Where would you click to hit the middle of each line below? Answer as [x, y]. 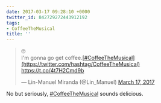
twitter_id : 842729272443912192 [47, 17]
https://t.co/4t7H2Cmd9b [52, 71]
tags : [13, 23]
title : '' [19, 34]
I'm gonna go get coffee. [52, 58]
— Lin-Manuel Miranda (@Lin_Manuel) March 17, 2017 [88, 82]
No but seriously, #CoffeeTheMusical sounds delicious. [75, 94]
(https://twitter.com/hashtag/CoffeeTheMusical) [80, 64]
